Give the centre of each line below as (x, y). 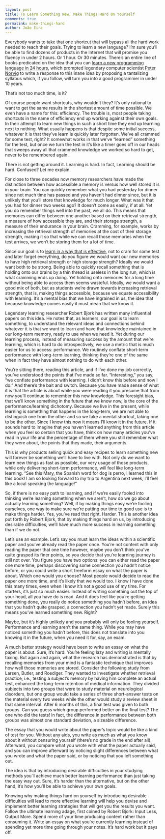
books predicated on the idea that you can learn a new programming (74, 63)
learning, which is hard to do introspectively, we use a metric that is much (80, 345)
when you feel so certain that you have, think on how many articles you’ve (80, 433)
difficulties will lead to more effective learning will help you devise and (76, 801)
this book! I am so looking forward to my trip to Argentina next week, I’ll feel (82, 478)
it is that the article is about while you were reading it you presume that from (82, 391)
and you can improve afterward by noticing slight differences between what (82, 751)
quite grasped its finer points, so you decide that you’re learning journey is (80, 555)
